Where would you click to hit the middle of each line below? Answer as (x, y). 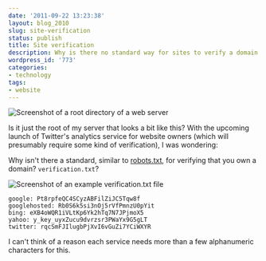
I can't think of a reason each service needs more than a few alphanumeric (131, 242)
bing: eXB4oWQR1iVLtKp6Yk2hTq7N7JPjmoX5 (76, 213)
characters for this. (39, 250)
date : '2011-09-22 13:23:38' (57, 16)
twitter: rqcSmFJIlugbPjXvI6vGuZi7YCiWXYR (80, 227)
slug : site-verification (49, 30)
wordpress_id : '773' (43, 61)
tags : (17, 82)
